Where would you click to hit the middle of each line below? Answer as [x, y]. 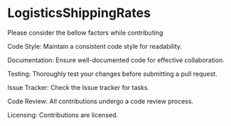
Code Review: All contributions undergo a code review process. [101, 101]
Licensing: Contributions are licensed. [63, 115]
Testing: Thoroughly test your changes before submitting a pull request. [113, 74]
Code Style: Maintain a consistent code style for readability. [95, 46]
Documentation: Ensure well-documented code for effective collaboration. [116, 60]
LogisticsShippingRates [79, 13]
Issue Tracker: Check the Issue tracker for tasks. [79, 87]
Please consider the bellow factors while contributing [85, 33]
